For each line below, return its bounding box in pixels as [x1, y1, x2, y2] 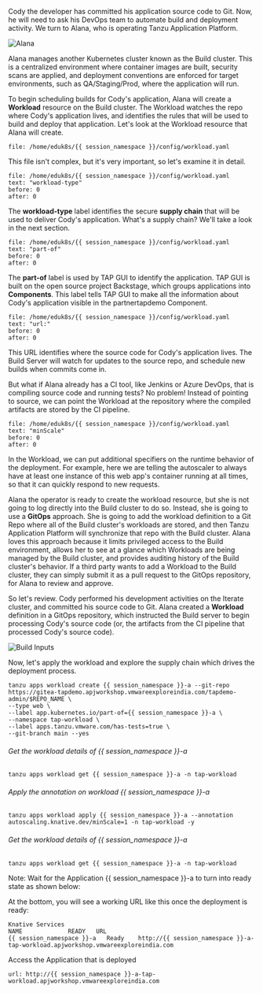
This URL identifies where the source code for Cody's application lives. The [8, 348, 253, 357]
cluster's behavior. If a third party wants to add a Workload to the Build [8, 562, 237, 571]
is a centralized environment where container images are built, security [8, 62, 238, 72]
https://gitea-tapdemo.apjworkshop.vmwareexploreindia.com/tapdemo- [8, 688, 237, 696]
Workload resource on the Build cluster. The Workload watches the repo [8, 102, 243, 112]
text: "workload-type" [8, 179, 82, 187]
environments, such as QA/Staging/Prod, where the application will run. [8, 79, 239, 88]
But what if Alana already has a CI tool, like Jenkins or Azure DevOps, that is [8, 380, 254, 389]
